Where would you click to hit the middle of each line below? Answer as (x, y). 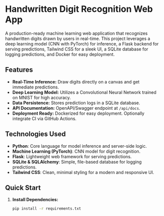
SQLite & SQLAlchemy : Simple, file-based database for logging (77, 162)
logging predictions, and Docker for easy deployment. (60, 54)
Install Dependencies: (35, 200)
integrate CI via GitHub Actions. (44, 118)
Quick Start (23, 188)
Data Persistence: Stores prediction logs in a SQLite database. (76, 103)
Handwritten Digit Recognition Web (79, 9)
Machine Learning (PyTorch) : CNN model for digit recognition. (76, 151)
